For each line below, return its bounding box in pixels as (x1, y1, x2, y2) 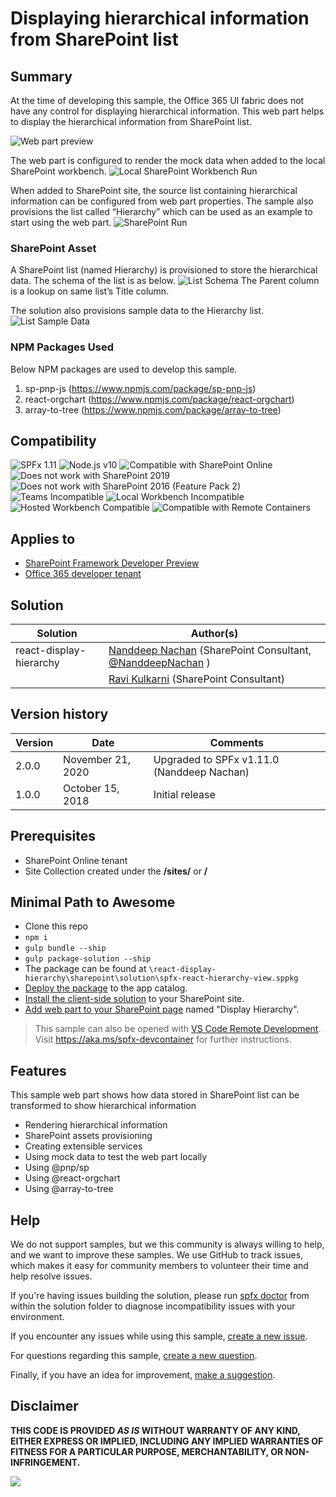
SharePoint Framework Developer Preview (24, 557, 200, 569)
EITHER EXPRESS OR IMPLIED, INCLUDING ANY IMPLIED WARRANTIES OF (10, 1435, 324, 1447)
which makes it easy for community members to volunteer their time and (10, 1260, 309, 1272)
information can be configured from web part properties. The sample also (10, 195, 314, 207)
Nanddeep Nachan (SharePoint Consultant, (108, 643, 312, 657)
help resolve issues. (10, 1270, 93, 1282)
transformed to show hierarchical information (10, 1100, 197, 1112)
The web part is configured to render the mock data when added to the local (10, 155, 326, 166)
